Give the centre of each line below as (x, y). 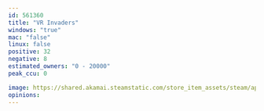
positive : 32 (29, 52)
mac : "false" (29, 37)
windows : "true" (35, 30)
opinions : (24, 95)
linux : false (29, 45)
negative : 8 (27, 59)
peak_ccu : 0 (27, 73)
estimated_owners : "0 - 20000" (59, 66)
